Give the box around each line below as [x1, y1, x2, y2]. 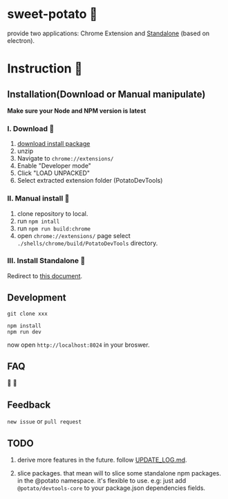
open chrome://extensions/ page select [17, 231, 131, 239]
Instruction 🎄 [7, 61, 83, 77]
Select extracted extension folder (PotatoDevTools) [17, 176, 163, 185]
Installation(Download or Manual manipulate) [7, 88, 206, 100]
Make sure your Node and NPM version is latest [7, 107, 146, 115]
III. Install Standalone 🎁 [7, 256, 86, 266]
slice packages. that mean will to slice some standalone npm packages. [17, 469, 222, 478]
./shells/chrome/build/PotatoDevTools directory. [17, 239, 158, 247]
